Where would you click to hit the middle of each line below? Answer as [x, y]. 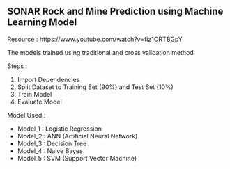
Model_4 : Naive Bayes [50, 151]
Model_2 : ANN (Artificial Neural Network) [77, 136]
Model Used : [26, 115]
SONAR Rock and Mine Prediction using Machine [115, 11]
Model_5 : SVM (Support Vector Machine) [77, 158]
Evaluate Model [40, 102]
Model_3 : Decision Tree [52, 143]
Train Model [34, 94]
